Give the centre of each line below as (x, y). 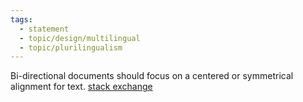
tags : (21, 19)
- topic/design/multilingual (80, 38)
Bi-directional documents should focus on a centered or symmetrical (152, 76)
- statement (44, 29)
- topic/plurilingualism (71, 47)
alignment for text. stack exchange (81, 87)
